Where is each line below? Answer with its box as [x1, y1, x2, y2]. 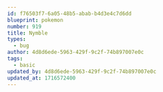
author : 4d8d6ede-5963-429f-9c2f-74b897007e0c [7, 49, 144, 56]
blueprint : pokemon [7, 17, 64, 24]
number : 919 [7, 23, 42, 30]
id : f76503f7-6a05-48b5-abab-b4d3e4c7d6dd [7, 10, 132, 17]
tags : [7, 55, 23, 62]
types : [7, 36, 26, 43]
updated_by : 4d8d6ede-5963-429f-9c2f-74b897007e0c [7, 68, 157, 75]
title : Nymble [7, 29, 49, 37]
